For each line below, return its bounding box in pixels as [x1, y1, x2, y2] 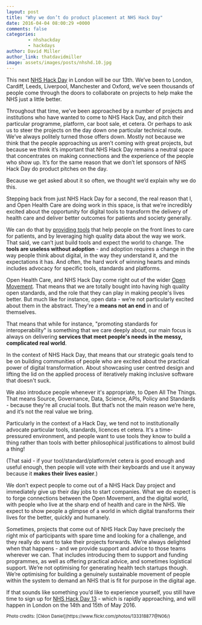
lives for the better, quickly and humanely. [6, 514, 110, 521]
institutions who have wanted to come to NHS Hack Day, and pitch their [6, 113, 184, 121]
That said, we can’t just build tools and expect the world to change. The [6, 238, 184, 246]
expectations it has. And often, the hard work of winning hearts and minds [6, 258, 191, 265]
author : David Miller [6, 48, 61, 54]
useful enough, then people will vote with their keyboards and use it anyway [6, 463, 195, 471]
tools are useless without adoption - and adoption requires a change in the [6, 245, 195, 252]
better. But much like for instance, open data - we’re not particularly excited [6, 295, 194, 303]
